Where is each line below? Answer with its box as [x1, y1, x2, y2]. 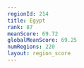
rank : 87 [7, 23, 33, 30]
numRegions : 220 [7, 43, 55, 50]
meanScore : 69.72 [7, 30, 59, 38]
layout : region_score [7, 50, 71, 57]
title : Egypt [7, 17, 46, 24]
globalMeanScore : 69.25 [7, 37, 78, 44]
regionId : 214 [7, 10, 49, 18]
